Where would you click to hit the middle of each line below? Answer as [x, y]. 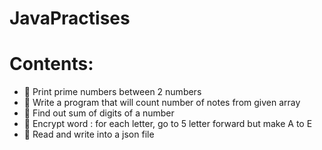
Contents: [51, 64]
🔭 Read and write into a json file [89, 134]
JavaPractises [70, 18]
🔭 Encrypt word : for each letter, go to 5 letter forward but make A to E [168, 124]
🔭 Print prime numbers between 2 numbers [112, 92]
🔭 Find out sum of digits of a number [99, 113]
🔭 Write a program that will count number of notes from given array [162, 103]
